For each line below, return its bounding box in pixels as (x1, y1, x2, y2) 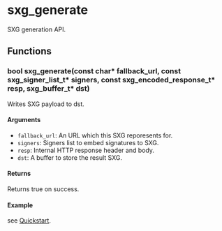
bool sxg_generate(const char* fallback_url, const (7, 66, 182, 76)
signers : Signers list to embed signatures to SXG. (17, 138, 159, 147)
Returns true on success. (7, 185, 80, 193)
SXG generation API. (7, 25, 66, 33)
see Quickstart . (7, 216, 51, 225)
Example (7, 201, 34, 209)
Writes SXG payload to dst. (7, 100, 85, 108)
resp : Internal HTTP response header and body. (17, 146, 155, 154)
